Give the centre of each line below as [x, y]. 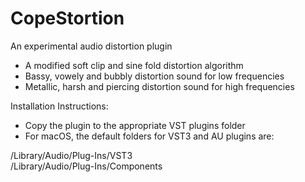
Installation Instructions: [59, 106]
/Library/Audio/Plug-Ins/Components [86, 166]
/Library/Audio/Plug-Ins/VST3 [71, 155]
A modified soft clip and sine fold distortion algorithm [134, 65]
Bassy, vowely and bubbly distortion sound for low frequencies [154, 76]
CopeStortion [67, 18]
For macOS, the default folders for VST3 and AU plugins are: [149, 136]
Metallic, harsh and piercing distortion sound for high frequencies [159, 86]
